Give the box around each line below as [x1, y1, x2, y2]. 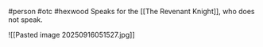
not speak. [8, 15, 44, 24]
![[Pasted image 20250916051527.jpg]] [8, 31, 135, 39]
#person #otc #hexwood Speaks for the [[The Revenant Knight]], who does [8, 7, 255, 16]
